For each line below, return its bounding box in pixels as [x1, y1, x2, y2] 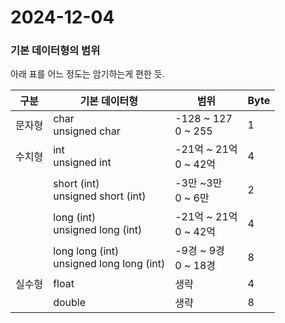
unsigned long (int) [53, 223, 143, 237]
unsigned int [53, 156, 112, 170]
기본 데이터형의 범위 [10, 44, 101, 58]
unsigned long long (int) [53, 257, 166, 271]
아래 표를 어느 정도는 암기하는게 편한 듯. [10, 68, 165, 80]
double [53, 296, 87, 310]
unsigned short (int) [53, 189, 147, 203]
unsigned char [53, 124, 121, 138]
